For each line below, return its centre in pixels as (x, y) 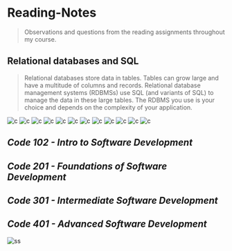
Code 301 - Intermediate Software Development (113, 200)
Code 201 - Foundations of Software (87, 166)
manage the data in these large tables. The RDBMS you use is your (119, 100)
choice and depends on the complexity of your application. (108, 107)
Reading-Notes (52, 13)
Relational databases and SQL (73, 61)
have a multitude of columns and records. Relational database (112, 85)
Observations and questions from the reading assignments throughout (124, 32)
